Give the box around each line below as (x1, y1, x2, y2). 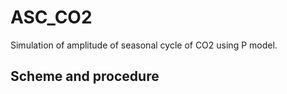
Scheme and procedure (10, 68, 160, 85)
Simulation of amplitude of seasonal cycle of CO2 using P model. (10, 39, 278, 51)
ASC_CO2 (10, 6, 93, 29)
